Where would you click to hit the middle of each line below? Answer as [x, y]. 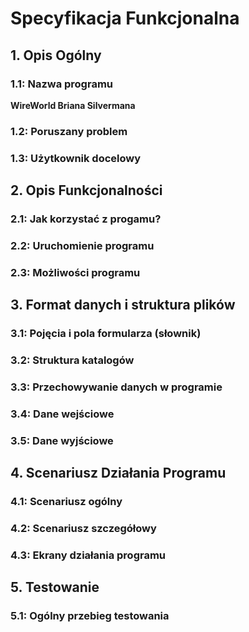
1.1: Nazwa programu [61, 84]
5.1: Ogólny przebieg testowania [90, 616]
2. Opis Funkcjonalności [86, 190]
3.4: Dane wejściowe [62, 414]
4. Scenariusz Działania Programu [118, 473]
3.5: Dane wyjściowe [62, 440]
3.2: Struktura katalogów [72, 360]
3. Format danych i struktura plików [123, 305]
